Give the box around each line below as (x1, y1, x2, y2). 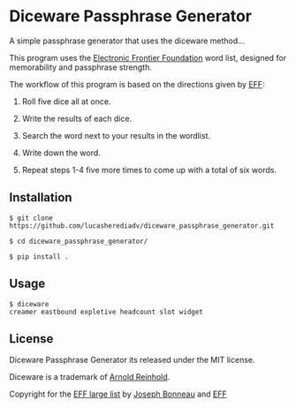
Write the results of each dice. (21, 113, 133, 124)
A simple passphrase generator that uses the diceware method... (9, 35, 245, 46)
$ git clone (9, 214, 53, 223)
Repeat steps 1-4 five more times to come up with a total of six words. (21, 164, 277, 175)
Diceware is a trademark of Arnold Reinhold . (9, 372, 171, 382)
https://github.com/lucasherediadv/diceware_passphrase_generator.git (9, 221, 275, 230)
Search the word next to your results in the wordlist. (21, 130, 210, 140)
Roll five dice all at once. (21, 95, 111, 107)
